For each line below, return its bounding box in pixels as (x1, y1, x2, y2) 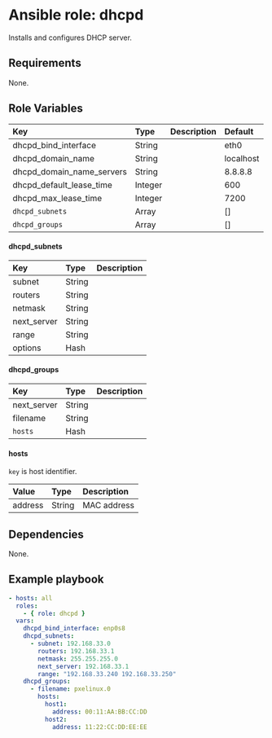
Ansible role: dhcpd (8, 6, 144, 24)
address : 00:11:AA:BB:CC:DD (51, 707, 148, 716)
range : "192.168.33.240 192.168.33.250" (37, 670, 177, 678)
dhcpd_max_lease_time (12, 192, 103, 204)
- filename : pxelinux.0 (29, 685, 112, 693)
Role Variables (8, 102, 83, 116)
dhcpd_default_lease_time (12, 179, 112, 191)
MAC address (82, 499, 134, 511)
